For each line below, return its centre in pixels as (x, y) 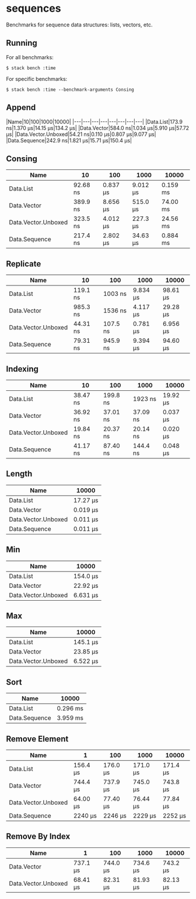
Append (21, 108)
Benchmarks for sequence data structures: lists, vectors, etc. (79, 25)
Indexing (22, 369)
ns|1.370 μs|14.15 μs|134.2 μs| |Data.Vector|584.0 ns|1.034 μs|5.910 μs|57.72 (98, 128)
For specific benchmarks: (37, 79)
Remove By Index (38, 837)
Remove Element (37, 739)
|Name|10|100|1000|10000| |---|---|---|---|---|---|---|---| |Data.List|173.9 (94, 121)
